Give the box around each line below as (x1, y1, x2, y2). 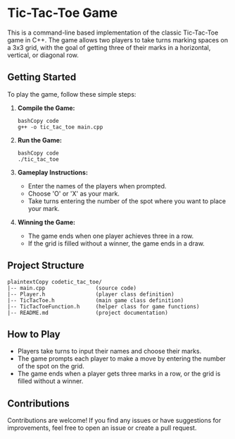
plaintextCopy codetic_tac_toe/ (7, 278, 102, 285)
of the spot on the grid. (17, 362, 84, 371)
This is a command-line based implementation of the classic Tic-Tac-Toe (7, 28, 219, 37)
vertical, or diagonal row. (7, 51, 80, 59)
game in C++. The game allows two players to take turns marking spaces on (7, 35, 229, 44)
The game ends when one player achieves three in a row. (27, 231, 194, 240)
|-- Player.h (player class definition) (7, 291, 174, 298)
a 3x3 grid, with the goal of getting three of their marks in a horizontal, (7, 43, 211, 52)
